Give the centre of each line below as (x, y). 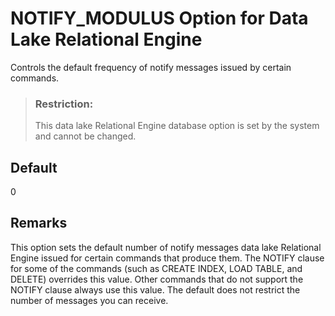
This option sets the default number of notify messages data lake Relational (166, 247)
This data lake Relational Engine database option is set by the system (177, 126)
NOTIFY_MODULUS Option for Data (159, 18)
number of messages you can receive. (89, 300)
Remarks (39, 223)
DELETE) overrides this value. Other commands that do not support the (157, 279)
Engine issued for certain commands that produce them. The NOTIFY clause (167, 258)
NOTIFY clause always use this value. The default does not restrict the (155, 289)
